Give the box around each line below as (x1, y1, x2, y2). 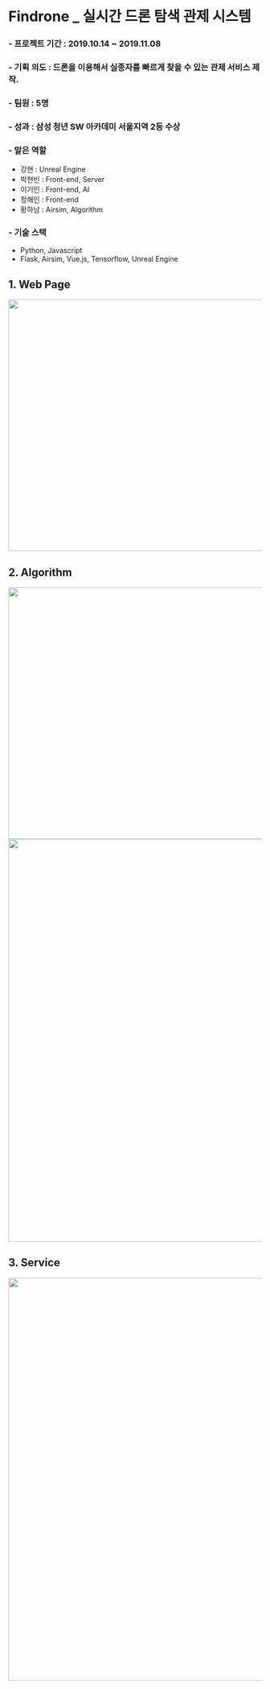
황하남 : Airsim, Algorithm (19, 205, 103, 214)
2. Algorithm (8, 565, 72, 579)
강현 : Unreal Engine (19, 164, 86, 174)
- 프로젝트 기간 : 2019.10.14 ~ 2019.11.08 (8, 38, 162, 49)
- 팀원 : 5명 (8, 97, 50, 109)
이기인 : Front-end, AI (19, 184, 90, 194)
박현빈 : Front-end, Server (19, 175, 105, 184)
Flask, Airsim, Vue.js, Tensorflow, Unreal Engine (19, 255, 178, 264)
